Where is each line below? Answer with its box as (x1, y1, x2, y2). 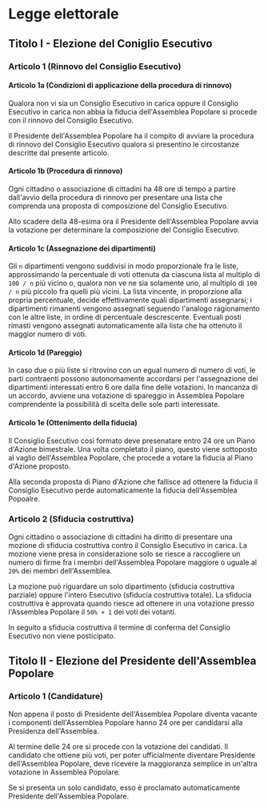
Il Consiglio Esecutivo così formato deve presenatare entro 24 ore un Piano (8, 436, 256, 445)
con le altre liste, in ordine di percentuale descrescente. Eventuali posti (8, 312, 242, 322)
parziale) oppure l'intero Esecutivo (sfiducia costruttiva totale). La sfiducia (8, 590, 252, 599)
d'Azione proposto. (8, 461, 71, 471)
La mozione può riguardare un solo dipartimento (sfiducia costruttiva (8, 582, 235, 591)
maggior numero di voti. (8, 329, 87, 339)
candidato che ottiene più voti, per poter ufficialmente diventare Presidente (8, 750, 256, 759)
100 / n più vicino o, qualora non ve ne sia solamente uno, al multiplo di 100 (8, 278, 258, 288)
